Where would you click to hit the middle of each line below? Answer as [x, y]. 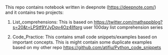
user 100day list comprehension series [123, 27]
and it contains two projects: [34, 12]
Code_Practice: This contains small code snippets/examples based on [85, 37]
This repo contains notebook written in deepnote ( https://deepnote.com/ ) [81, 7]
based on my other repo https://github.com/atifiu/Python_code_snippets [87, 47]
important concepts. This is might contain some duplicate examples [82, 42]
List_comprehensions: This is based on [52, 22]
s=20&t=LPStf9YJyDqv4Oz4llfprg [47, 27]
